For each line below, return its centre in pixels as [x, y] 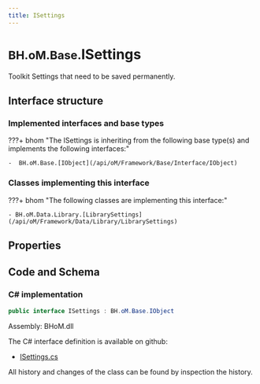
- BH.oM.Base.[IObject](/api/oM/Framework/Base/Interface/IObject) [123, 163]
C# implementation [46, 294]
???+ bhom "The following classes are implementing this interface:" [118, 200]
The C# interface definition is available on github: [88, 341]
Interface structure [56, 100]
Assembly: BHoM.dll [41, 326]
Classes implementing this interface [79, 183]
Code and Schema [54, 272]
